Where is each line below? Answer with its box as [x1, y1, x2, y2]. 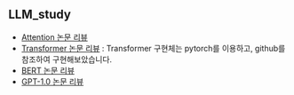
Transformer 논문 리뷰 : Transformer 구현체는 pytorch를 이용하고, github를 [20, 43, 286, 53]
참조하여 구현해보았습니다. [20, 53, 113, 65]
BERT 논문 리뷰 [20, 65, 75, 75]
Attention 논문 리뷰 [20, 31, 88, 43]
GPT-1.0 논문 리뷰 [20, 75, 84, 87]
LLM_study [8, 7, 72, 22]
